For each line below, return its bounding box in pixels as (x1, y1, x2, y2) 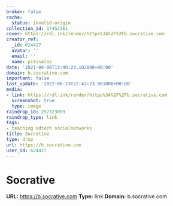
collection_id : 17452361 (6, 25, 68, 32)
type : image (11, 103, 42, 109)
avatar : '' (11, 48, 39, 54)
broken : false (6, 8, 42, 15)
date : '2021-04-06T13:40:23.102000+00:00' (6, 64, 114, 70)
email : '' (11, 53, 36, 59)
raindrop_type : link (6, 114, 58, 120)
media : (6, 87, 23, 93)
